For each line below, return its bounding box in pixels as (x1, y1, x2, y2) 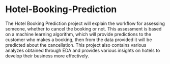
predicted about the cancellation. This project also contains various (5, 42, 147, 48)
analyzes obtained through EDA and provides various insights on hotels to (5, 47, 160, 53)
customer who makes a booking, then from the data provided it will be (5, 37, 152, 43)
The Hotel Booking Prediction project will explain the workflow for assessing (5, 20, 165, 26)
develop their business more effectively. (5, 52, 89, 59)
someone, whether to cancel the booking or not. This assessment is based (5, 25, 162, 31)
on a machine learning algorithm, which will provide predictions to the (5, 31, 152, 37)
